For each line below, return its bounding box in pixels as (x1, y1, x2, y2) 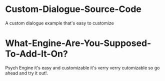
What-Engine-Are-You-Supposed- (5, 37, 151, 49)
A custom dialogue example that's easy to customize (5, 20, 114, 26)
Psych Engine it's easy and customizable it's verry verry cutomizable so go (5, 64, 160, 70)
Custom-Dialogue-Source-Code (5, 3, 141, 15)
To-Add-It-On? (5, 48, 68, 59)
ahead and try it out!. (5, 70, 48, 76)
